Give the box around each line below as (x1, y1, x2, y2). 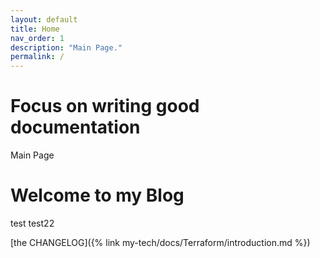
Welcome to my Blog (10, 184, 185, 207)
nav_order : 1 (10, 33, 65, 43)
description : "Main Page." (10, 42, 123, 53)
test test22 (10, 217, 55, 229)
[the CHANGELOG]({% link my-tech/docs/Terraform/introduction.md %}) (10, 237, 311, 248)
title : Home (10, 24, 60, 34)
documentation (10, 116, 141, 139)
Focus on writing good (10, 95, 200, 118)
